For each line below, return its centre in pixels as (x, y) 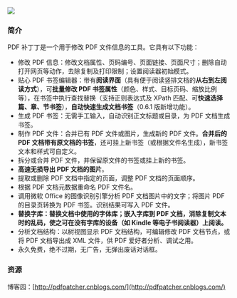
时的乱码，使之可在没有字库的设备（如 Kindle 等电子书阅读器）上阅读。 (122, 223)
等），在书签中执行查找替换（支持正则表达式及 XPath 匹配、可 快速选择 (120, 98)
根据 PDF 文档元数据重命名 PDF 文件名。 (77, 187)
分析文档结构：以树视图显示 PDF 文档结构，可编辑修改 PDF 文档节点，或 (124, 232)
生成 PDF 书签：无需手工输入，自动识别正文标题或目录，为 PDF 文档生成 (124, 116)
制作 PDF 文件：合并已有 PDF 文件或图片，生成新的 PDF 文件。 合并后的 (122, 134)
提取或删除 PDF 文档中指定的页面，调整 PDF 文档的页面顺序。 (108, 178)
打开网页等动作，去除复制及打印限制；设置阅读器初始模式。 (105, 71)
